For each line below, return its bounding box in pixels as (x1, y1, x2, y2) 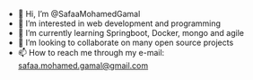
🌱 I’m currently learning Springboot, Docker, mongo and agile (17, 28, 245, 38)
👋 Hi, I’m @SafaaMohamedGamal (17, 9, 141, 19)
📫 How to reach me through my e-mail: (17, 48, 165, 58)
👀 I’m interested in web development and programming (17, 18, 222, 29)
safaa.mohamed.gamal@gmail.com (17, 60, 149, 71)
